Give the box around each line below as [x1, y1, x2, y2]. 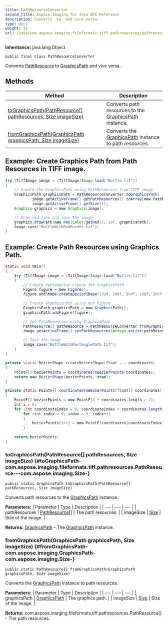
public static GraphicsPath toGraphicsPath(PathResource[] [5, 481, 131, 486]
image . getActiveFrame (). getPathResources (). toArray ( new [31, 197, 151, 202]
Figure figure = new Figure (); [23, 287, 88, 292]
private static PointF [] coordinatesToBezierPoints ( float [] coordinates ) [5, 388, 162, 393]
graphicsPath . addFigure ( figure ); [23, 310, 93, 315]
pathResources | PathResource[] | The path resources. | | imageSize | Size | [5, 509, 161, 515]
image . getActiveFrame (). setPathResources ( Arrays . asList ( [23, 328, 144, 333]
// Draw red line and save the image [14, 215, 93, 220]
